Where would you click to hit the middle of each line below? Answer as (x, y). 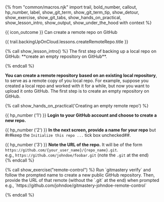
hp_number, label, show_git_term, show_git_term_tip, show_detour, (72, 12)
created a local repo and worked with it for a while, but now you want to (77, 86)
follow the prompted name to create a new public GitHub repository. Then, (80, 175)
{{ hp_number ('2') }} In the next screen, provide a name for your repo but (81, 130)
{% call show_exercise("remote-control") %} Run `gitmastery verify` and (78, 170)
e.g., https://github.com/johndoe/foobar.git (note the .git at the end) (77, 155)
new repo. (15, 120)
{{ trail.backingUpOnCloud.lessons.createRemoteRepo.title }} (67, 42)
